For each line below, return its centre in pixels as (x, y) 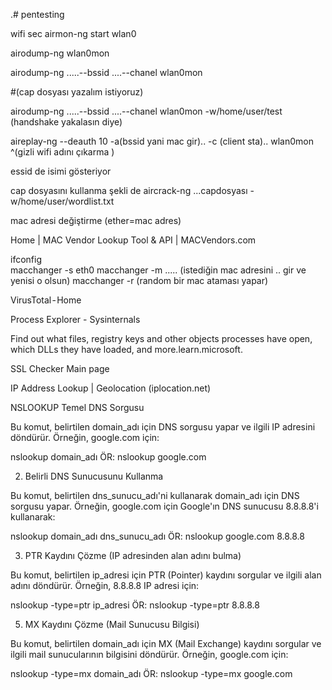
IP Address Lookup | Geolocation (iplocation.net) (111, 388)
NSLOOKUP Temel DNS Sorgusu (77, 407)
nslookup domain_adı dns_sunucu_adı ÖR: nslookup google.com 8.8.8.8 (157, 536)
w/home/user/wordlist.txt (62, 201)
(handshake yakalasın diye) (66, 122)
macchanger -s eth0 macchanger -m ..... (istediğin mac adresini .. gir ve (158, 270)
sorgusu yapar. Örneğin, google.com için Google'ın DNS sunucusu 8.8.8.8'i (164, 506)
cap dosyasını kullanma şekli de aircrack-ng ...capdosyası (129, 190)
